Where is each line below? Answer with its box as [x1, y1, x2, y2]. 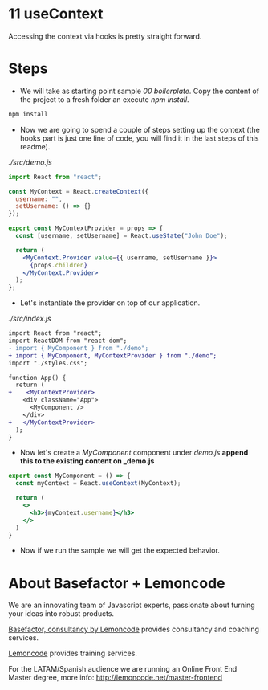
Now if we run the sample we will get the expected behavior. [19, 545, 221, 555]
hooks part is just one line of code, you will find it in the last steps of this [19, 133, 259, 143]
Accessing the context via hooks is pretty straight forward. [8, 31, 202, 41]
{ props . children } [29, 261, 88, 269]
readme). [19, 141, 51, 151]
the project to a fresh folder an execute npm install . [19, 94, 190, 104]
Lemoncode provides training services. [8, 648, 138, 659]
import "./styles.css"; [8, 359, 88, 367]
